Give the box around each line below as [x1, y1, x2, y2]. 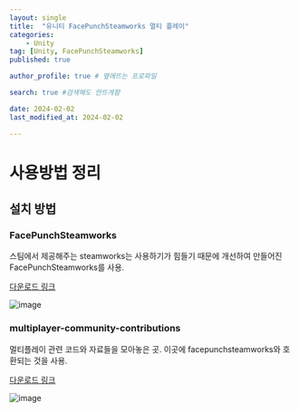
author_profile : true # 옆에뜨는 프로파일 [9, 72, 157, 81]
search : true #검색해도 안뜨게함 [9, 88, 121, 97]
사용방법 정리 [9, 162, 101, 183]
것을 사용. [33, 355, 68, 366]
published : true [9, 55, 71, 64]
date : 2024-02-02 [9, 104, 75, 113]
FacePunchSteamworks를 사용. [9, 262, 125, 273]
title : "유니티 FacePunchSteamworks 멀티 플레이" [9, 22, 189, 31]
